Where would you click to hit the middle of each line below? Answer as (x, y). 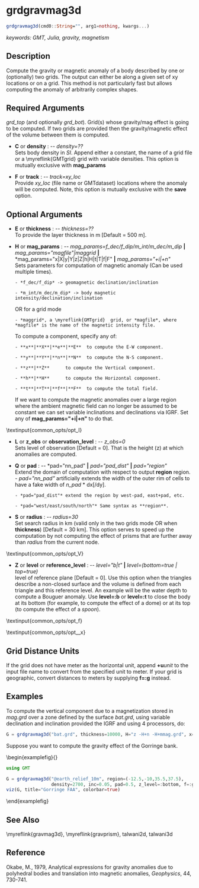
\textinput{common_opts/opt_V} (45, 554)
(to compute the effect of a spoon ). (57, 610)
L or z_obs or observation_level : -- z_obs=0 (70, 442)
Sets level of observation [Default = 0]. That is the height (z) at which (99, 448)
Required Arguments (45, 108)
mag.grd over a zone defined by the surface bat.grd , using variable (88, 717)
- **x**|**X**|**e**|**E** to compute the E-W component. (89, 347)
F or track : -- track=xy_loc (48, 177)
